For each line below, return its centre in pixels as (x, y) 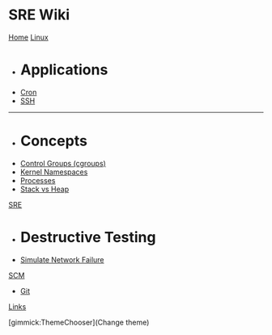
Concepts (53, 141)
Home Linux (28, 37)
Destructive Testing (88, 237)
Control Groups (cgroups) (63, 163)
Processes (38, 180)
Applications (64, 70)
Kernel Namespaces (54, 172)
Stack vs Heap (45, 189)
